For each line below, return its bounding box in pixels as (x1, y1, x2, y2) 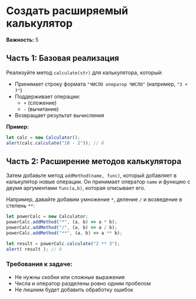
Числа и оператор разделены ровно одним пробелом (14, 280, 151, 287)
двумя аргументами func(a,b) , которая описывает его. (6, 185, 146, 192)
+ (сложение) (23, 99, 57, 106)
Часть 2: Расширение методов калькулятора (6, 156, 182, 166)
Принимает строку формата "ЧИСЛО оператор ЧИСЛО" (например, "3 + (14, 80, 188, 87)
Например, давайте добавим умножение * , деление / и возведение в (6, 196, 182, 203)
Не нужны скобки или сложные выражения (14, 273, 125, 281)
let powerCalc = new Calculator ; (6, 213, 89, 219)
